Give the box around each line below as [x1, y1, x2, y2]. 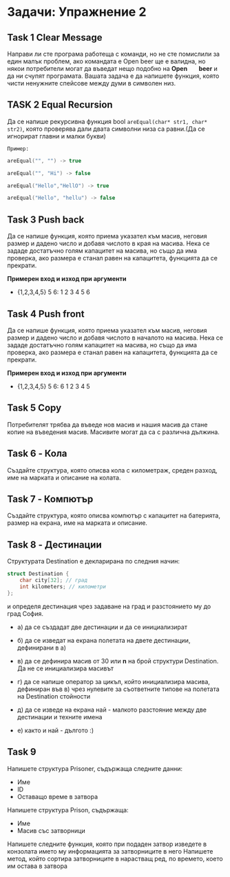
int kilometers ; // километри [19, 583, 107, 590]
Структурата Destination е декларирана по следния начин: [7, 557, 180, 566]
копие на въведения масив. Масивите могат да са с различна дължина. [7, 428, 220, 436]
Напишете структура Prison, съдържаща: [7, 805, 129, 814]
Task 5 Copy [7, 402, 62, 414]
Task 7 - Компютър [7, 493, 94, 505]
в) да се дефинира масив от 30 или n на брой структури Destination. [17, 657, 219, 665]
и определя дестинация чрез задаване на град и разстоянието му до [7, 602, 211, 610]
